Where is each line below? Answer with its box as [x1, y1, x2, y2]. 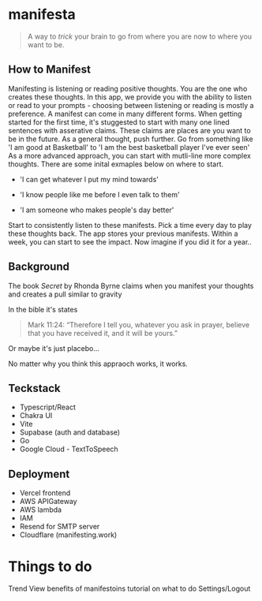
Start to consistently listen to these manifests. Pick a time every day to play [8, 220, 253, 230]
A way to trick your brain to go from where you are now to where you [27, 32, 253, 41]
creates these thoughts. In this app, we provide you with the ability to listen [8, 92, 253, 102]
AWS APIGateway [19, 497, 77, 506]
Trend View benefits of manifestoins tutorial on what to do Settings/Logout [8, 584, 251, 593]
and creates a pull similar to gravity [8, 289, 122, 299]
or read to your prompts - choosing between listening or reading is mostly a [8, 100, 254, 110]
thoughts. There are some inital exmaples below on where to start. [8, 159, 223, 169]
